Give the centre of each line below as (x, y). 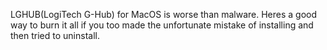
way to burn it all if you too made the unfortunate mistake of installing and (162, 25)
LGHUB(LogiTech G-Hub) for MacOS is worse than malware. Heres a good (164, 14)
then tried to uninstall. (55, 35)
